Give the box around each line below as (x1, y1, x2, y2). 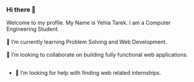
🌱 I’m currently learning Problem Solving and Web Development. (6, 39, 167, 46)
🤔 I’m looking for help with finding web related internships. (15, 69, 161, 77)
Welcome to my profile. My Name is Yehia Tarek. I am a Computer (6, 19, 171, 27)
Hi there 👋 (6, 5, 36, 14)
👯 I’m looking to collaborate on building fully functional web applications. (6, 51, 189, 58)
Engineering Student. (6, 25, 60, 33)
